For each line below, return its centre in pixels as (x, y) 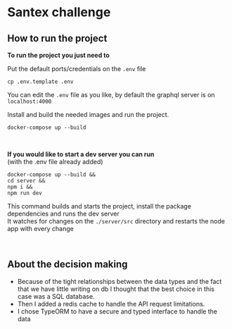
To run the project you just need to (59, 55)
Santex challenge (59, 12)
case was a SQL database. (56, 296)
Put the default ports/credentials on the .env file (77, 69)
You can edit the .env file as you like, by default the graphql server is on (111, 95)
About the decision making (67, 265)
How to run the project (57, 38)
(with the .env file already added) (55, 162)
